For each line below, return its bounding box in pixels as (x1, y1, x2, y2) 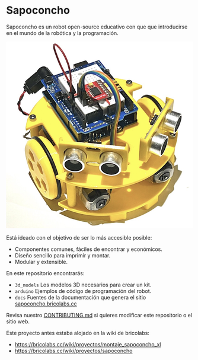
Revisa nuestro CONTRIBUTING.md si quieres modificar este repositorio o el (6, 311, 193, 318)
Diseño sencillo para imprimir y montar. (14, 251, 111, 259)
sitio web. (6, 318, 30, 325)
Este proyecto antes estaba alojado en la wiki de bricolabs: (6, 329, 150, 336)
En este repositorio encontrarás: (6, 269, 85, 276)
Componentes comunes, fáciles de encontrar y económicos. (14, 246, 163, 253)
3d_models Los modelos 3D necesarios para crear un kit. (14, 281, 152, 288)
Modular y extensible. (14, 258, 68, 265)
